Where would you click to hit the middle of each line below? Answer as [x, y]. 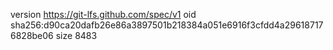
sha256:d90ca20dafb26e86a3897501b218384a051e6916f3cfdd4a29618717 [167, 25]
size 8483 [76, 35]
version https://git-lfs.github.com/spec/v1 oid [103, 14]
